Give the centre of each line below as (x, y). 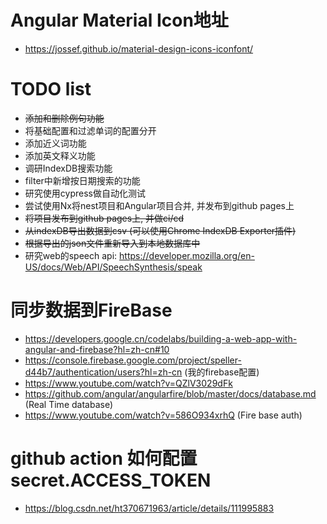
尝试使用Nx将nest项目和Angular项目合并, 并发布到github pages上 (159, 205)
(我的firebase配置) (222, 372)
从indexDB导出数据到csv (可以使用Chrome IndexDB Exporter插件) (160, 230)
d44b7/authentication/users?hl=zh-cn (103, 372)
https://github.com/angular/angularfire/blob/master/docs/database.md (170, 393)
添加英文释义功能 (60, 155)
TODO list (51, 89)
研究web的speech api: (71, 255)
